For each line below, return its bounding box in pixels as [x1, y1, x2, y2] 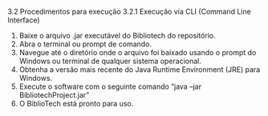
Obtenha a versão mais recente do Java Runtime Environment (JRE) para [18, 65, 261, 74]
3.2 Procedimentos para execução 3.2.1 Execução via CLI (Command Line [7, 7, 252, 16]
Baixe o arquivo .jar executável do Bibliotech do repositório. [18, 31, 216, 40]
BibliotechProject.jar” [18, 90, 90, 99]
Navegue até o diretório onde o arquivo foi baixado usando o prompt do [18, 48, 257, 57]
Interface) [7, 15, 41, 25]
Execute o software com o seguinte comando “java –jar [18, 82, 202, 91]
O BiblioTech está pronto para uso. [18, 99, 134, 108]
